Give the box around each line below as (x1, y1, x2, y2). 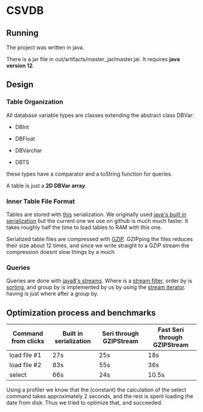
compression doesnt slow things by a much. (6, 248, 117, 255)
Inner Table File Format (6, 197, 76, 205)
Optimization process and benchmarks (6, 307, 156, 318)
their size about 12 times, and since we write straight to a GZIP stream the (6, 242, 190, 249)
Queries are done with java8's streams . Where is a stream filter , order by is (6, 277, 192, 285)
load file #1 (9, 351, 42, 359)
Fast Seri (158, 325, 184, 334)
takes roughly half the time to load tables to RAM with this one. (6, 224, 163, 231)
